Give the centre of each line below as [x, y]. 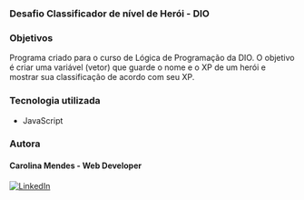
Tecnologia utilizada [55, 101]
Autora [25, 144]
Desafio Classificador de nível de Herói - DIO [110, 14]
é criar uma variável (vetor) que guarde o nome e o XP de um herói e [137, 67]
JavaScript [43, 120]
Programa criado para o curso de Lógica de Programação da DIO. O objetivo [152, 58]
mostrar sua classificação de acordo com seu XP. [102, 77]
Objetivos [31, 37]
